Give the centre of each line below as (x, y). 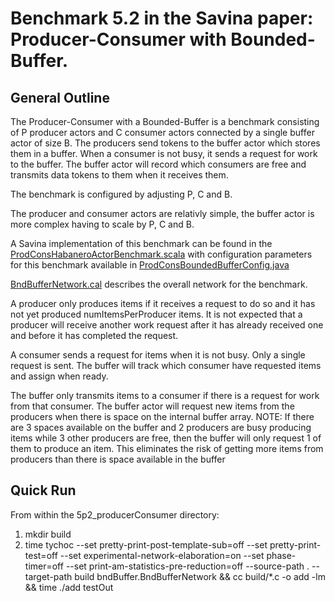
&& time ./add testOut (69, 587)
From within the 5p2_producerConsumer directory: (115, 514)
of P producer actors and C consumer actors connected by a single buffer (162, 132)
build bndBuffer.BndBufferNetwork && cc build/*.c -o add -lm (200, 576)
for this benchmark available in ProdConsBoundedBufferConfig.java (150, 265)
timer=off (44, 566)
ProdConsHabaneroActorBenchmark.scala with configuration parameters (161, 254)
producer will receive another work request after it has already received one (167, 325)
